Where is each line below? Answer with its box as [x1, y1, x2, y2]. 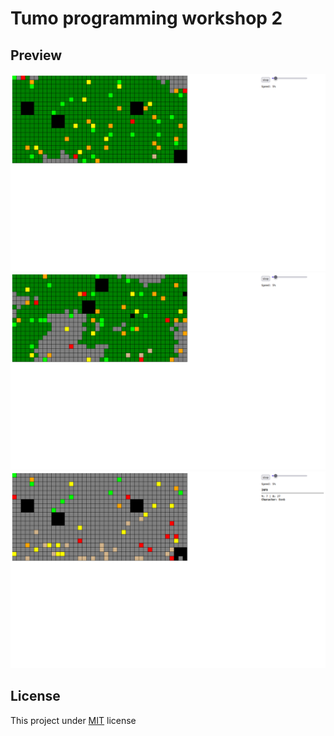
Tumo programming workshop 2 [10, 7, 283, 30]
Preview [10, 47, 63, 64]
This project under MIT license [10, 714, 137, 726]
